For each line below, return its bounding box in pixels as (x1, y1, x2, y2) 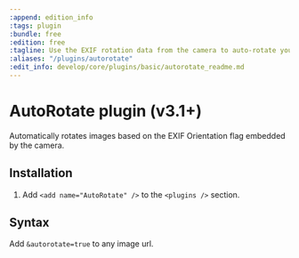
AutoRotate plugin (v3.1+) (9, 101, 202, 121)
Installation (9, 165, 73, 181)
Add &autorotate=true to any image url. (9, 238, 154, 249)
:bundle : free (9, 29, 62, 38)
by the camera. (9, 140, 65, 150)
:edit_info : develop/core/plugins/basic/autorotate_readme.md (9, 63, 245, 72)
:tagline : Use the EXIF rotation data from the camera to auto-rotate (9, 46, 277, 55)
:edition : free (9, 37, 66, 47)
